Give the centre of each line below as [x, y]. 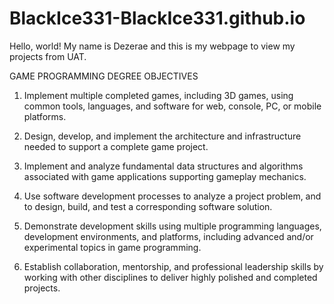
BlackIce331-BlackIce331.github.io [157, 18]
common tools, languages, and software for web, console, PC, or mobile [172, 106]
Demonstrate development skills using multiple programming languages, [172, 226]
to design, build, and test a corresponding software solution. [148, 206]
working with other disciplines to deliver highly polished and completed [170, 277]
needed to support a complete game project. [116, 146]
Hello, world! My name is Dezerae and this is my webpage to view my [152, 46]
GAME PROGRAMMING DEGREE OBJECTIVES [104, 76]
